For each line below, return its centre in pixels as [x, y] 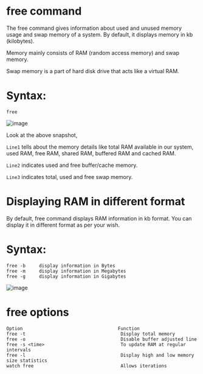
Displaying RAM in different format [96, 202]
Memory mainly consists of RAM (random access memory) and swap [93, 52]
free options [38, 312]
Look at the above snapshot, [42, 135]
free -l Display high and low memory [100, 355]
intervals [19, 350]
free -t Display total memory [91, 334]
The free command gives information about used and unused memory [94, 28]
